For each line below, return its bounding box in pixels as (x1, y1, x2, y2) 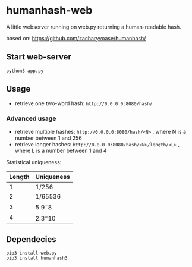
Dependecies (6, 234, 56, 244)
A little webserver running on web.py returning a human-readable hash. (6, 23, 181, 30)
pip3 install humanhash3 (6, 255, 68, 262)
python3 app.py (6, 68, 44, 74)
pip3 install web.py (6, 250, 58, 256)
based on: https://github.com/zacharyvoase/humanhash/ (6, 34, 146, 42)
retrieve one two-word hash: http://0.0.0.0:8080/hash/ (14, 99, 153, 107)
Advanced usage (6, 114, 56, 122)
